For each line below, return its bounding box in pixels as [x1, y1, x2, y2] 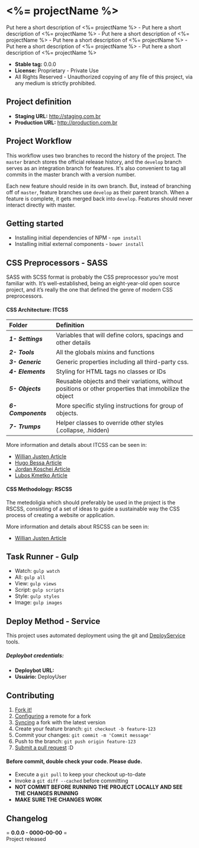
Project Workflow [6, 136, 72, 146]
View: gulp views [14, 580, 57, 587]
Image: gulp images [14, 599, 63, 606]
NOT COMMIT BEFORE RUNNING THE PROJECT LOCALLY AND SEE [14, 783, 183, 791]
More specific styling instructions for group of [56, 402, 184, 410]
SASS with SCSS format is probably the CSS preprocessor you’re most [6, 273, 179, 280]
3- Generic [9, 358, 41, 366]
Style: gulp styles [14, 592, 60, 600]
